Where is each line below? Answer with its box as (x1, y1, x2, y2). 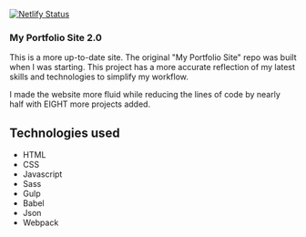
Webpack (22, 217, 59, 228)
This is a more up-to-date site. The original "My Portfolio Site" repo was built (9, 52, 297, 63)
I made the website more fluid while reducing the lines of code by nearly (9, 89, 280, 100)
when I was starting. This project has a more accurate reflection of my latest (9, 62, 296, 73)
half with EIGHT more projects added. (9, 98, 151, 109)
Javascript (22, 169, 63, 180)
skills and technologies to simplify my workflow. (9, 71, 189, 82)
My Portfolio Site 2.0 (9, 31, 102, 44)
